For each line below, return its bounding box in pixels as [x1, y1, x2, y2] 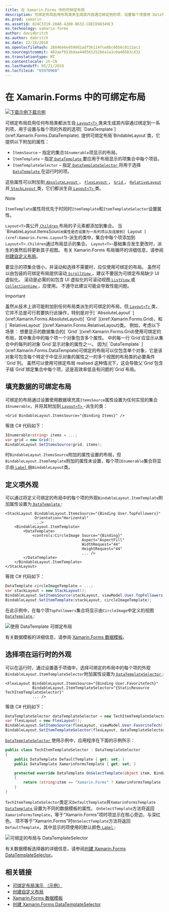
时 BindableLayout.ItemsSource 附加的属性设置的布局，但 [5, 452, 122, 458]
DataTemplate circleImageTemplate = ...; [5, 584, 94, 589]
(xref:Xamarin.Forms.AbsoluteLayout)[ [5, 316, 84, 322]
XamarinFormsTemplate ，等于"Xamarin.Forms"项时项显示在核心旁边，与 [5, 811, 152, 817]
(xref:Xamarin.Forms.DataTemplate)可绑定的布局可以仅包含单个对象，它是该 [5, 347, 162, 353]
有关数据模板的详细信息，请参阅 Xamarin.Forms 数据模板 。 [5, 634, 127, 640]
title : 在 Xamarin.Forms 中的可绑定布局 [5, 7, 85, 13]
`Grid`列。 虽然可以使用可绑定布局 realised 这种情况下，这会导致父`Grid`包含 [5, 360, 163, 366]
